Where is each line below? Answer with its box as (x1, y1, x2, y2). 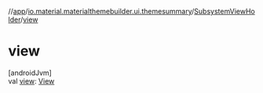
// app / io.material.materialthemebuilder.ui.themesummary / (8, 7, 195, 16)
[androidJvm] (8, 68, 53, 77)
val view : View (8, 76, 55, 85)
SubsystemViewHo (193, 7, 255, 16)
